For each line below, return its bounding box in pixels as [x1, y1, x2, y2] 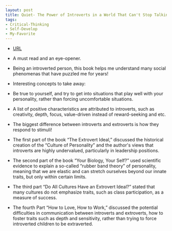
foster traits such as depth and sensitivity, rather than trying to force [12, 216, 157, 221]
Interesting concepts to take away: [12, 80, 86, 87]
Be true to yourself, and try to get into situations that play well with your [12, 91, 164, 96]
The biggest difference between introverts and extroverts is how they [12, 121, 159, 127]
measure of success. [12, 195, 57, 200]
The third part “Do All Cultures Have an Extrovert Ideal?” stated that [12, 184, 155, 190]
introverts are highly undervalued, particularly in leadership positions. [12, 148, 160, 154]
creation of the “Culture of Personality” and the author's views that [12, 142, 154, 148]
